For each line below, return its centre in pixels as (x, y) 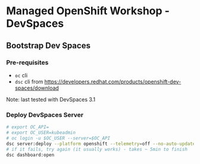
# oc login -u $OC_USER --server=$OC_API (58, 138)
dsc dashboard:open (30, 155)
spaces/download (37, 88)
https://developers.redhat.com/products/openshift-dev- (113, 81)
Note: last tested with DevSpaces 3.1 (51, 99)
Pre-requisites (27, 62)
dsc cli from (29, 81)
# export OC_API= (28, 127)
